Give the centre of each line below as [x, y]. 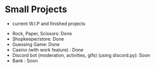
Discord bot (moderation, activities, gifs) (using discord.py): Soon [81, 55]
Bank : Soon [25, 60]
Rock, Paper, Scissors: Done [42, 33]
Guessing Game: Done [36, 44]
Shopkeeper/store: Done [38, 39]
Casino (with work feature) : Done [48, 50]
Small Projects [36, 9]
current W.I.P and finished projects [49, 24]
